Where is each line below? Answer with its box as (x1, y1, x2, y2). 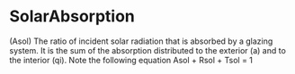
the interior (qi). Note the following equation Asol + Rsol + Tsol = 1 (9, 54, 254, 65)
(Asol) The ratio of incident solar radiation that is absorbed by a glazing (9, 36, 273, 46)
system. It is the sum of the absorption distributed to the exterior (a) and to (9, 45, 286, 55)
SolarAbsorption (9, 6, 135, 27)
